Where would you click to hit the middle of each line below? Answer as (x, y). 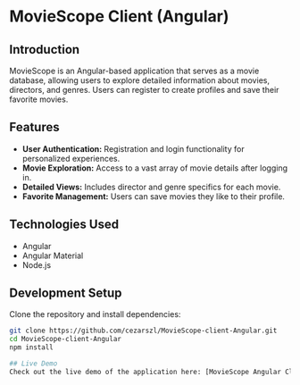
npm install (31, 347)
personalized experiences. (71, 158)
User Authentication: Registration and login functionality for (133, 148)
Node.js (37, 264)
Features (34, 127)
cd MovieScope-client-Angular (66, 339)
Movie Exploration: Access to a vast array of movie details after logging (155, 168)
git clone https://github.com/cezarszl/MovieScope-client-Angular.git (143, 331)
